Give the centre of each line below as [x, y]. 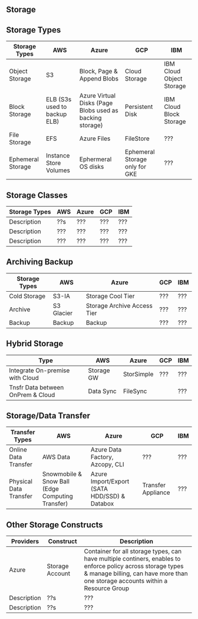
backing [90, 118]
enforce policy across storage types [134, 566]
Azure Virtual [98, 96]
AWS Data [56, 457]
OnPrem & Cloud [32, 395]
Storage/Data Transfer [48, 416]
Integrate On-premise [39, 370]
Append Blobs [99, 79]
